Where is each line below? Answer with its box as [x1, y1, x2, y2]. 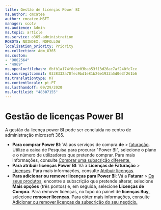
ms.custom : [5, 53, 27, 58]
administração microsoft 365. [5, 132, 65, 138]
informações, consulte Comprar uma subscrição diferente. [12, 157, 131, 163]
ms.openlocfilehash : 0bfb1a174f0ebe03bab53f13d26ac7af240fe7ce [5, 67, 137, 72]
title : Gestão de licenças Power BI [5, 7, 80, 12]
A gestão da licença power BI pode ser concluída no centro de [5, 127, 132, 133]
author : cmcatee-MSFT [5, 16, 50, 21]
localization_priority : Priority [5, 44, 74, 49]
